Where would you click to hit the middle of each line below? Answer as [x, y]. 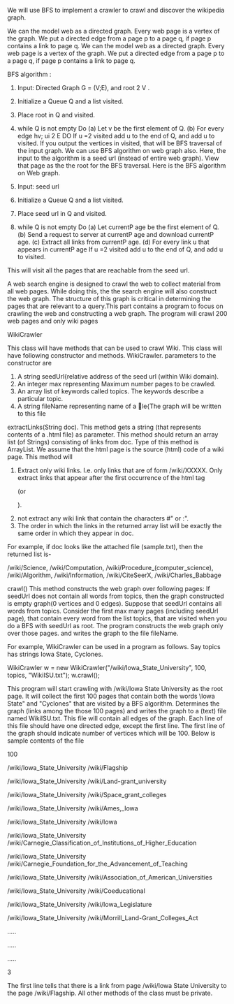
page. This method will [40, 457]
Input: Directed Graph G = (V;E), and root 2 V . [83, 88]
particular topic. [40, 399]
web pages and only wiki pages [53, 321]
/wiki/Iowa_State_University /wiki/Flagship [67, 767]
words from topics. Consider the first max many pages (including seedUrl [113, 611]
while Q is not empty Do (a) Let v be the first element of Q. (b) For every [121, 128]
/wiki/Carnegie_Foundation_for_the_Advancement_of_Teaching [98, 864]
